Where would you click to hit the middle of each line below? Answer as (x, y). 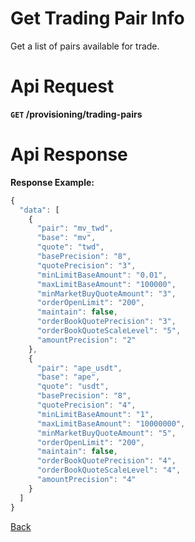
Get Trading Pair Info (97, 18)
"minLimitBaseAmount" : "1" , (95, 414)
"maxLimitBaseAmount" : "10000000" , (111, 423)
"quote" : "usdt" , (73, 387)
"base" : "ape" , (68, 377)
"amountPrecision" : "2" (86, 340)
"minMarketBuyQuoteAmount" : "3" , (106, 293)
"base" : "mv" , (66, 238)
